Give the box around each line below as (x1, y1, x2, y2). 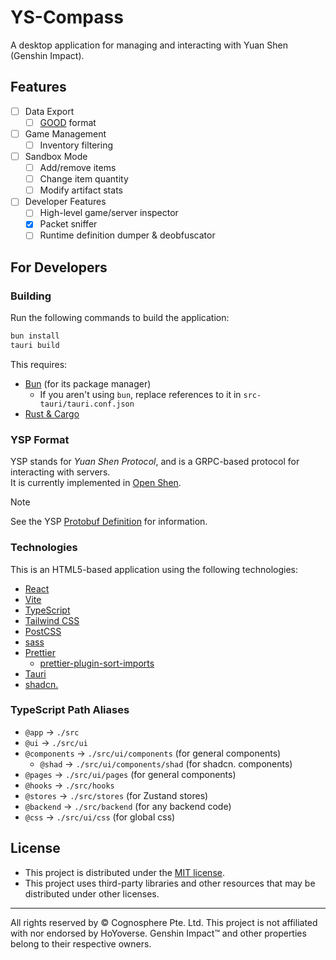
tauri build (10, 341, 60, 351)
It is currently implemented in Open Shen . (10, 477, 182, 489)
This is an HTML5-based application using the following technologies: (10, 563, 298, 575)
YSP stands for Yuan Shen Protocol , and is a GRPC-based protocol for (10, 456, 300, 468)
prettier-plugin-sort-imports (39, 657, 155, 669)
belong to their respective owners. (10, 937, 152, 950)
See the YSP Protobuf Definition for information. (10, 516, 208, 528)
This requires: (10, 358, 68, 370)
